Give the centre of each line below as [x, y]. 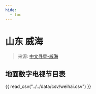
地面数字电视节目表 [35, 74]
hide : [11, 10]
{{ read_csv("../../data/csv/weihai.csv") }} [48, 86]
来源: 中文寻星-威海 [38, 56]
